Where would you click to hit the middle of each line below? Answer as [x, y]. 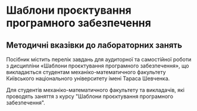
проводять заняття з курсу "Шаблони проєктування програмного [90, 96]
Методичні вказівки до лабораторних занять [94, 45]
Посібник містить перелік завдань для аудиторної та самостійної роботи [99, 59]
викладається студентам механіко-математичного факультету [86, 72]
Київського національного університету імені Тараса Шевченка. [88, 78]
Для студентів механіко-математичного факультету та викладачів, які [95, 90]
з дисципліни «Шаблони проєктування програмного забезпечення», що [98, 66]
